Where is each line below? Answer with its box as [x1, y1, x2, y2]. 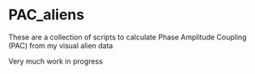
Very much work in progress [8, 56, 104, 66]
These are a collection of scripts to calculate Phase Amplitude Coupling [8, 32, 247, 42]
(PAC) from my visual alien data [8, 40, 113, 50]
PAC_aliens [8, 6, 85, 24]
